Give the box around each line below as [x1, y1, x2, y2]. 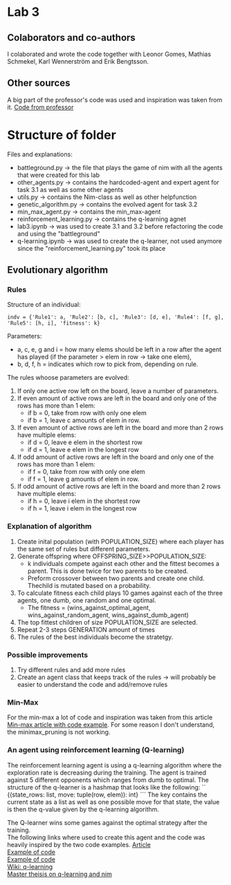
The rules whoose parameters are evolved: [7, 374, 129, 382]
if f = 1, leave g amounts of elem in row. [27, 475, 140, 484]
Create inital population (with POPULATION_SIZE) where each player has [17, 537, 225, 546]
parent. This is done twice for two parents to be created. [27, 567, 189, 575]
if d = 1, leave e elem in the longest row [27, 446, 140, 454]
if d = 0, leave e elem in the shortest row [27, 438, 143, 446]
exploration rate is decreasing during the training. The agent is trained [7, 768, 207, 777]
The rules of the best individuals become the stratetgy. [17, 633, 174, 641]
